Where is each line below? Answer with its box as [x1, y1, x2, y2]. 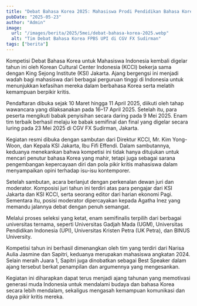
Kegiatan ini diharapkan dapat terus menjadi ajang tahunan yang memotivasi [6, 274, 191, 281]
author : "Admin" [6, 19, 46, 25]
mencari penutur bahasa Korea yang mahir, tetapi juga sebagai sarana [6, 154, 176, 161]
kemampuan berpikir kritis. [6, 88, 71, 95]
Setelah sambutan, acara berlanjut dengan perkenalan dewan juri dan [6, 178, 174, 185]
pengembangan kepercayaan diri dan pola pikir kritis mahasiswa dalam [6, 160, 178, 167]
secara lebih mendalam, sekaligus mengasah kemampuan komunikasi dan [6, 287, 185, 294]
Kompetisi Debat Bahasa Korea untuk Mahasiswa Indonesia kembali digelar [6, 57, 188, 64]
